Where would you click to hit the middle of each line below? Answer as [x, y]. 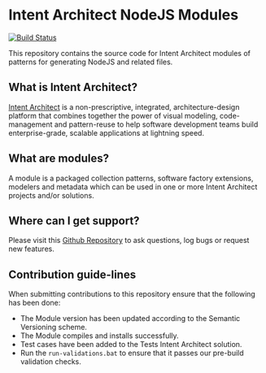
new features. [31, 249]
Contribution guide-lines [72, 274]
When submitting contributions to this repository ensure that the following [132, 294]
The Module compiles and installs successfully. [99, 336]
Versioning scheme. [54, 327]
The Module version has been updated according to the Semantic [130, 319]
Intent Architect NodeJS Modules [123, 15]
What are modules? [59, 159]
